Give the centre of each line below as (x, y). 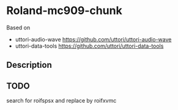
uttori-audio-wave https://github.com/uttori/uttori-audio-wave (93, 39)
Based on (18, 28)
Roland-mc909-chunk (64, 11)
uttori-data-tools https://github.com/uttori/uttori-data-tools (89, 46)
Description (29, 65)
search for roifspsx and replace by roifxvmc (61, 101)
